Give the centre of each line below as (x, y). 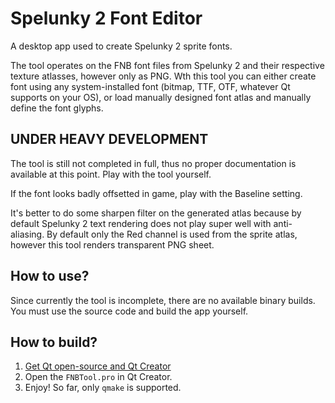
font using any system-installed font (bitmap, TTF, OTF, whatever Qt (150, 86)
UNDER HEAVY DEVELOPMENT (109, 139)
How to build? (54, 342)
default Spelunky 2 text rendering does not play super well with (141, 223)
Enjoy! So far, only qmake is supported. (103, 388)
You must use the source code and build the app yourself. (129, 311)
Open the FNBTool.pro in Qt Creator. (98, 377)
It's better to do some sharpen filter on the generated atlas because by (156, 213)
